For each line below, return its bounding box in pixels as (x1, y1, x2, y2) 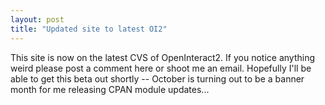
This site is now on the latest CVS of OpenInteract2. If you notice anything (10, 51, 316, 63)
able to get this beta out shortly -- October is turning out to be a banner (10, 72, 305, 85)
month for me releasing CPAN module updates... (10, 83, 210, 95)
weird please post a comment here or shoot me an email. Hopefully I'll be (10, 62, 312, 74)
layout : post (10, 14, 65, 25)
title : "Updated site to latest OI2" (10, 24, 168, 34)
